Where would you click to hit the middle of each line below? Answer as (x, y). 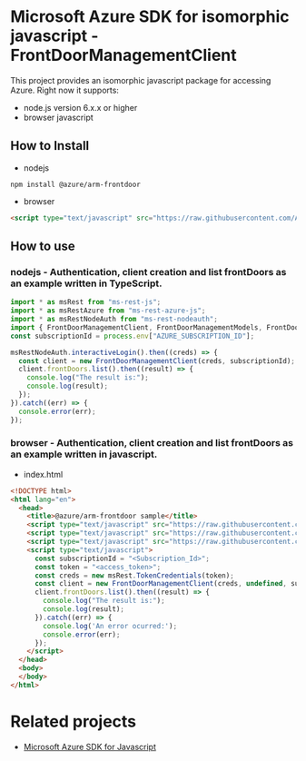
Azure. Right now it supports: (64, 90)
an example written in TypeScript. (86, 283)
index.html (43, 474)
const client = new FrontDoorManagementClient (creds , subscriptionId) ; (157, 361)
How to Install (50, 146)
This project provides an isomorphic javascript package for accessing (141, 80)
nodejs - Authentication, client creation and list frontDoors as (148, 272)
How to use (43, 247)
